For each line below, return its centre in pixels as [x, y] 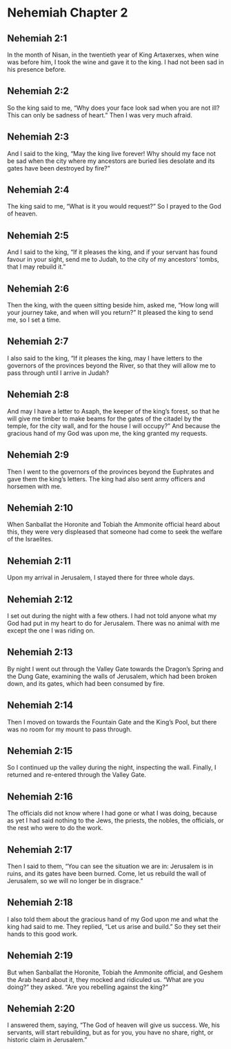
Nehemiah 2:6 [38, 288]
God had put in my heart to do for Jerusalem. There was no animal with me [113, 623]
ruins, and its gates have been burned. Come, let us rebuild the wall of [107, 874]
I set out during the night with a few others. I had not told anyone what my [112, 615]
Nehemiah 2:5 [38, 235]
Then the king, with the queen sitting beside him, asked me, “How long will [113, 305]
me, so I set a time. [34, 320]
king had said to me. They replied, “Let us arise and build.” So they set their [114, 926]
